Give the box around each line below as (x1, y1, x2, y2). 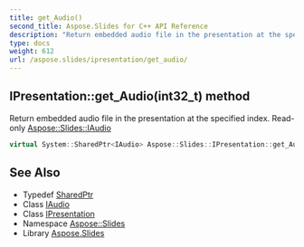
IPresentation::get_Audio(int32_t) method (9, 89, 251, 104)
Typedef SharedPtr (22, 189, 94, 200)
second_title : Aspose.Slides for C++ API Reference (9, 22, 208, 31)
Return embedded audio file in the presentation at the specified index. (9, 112, 271, 123)
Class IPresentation (22, 208, 95, 219)
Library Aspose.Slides (22, 227, 105, 238)
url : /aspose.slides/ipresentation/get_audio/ (9, 55, 188, 64)
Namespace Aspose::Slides (22, 218, 126, 229)
